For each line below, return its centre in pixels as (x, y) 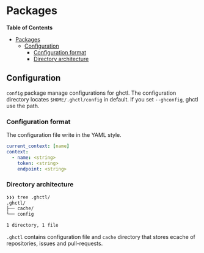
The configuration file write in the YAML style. (64, 135)
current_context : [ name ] (38, 146)
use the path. (23, 106)
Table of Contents (30, 28)
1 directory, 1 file (33, 226)
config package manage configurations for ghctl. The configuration (91, 93)
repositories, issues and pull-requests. (55, 244)
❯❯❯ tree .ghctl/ (28, 197)
